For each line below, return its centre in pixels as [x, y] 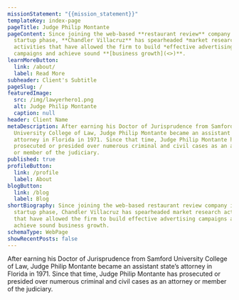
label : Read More [39, 73]
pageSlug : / [25, 87]
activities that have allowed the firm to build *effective [105, 47]
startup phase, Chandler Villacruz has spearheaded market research [117, 213]
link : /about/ [34, 67]
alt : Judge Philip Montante [55, 107]
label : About [33, 179]
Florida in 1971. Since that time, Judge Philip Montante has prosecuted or [114, 274]
